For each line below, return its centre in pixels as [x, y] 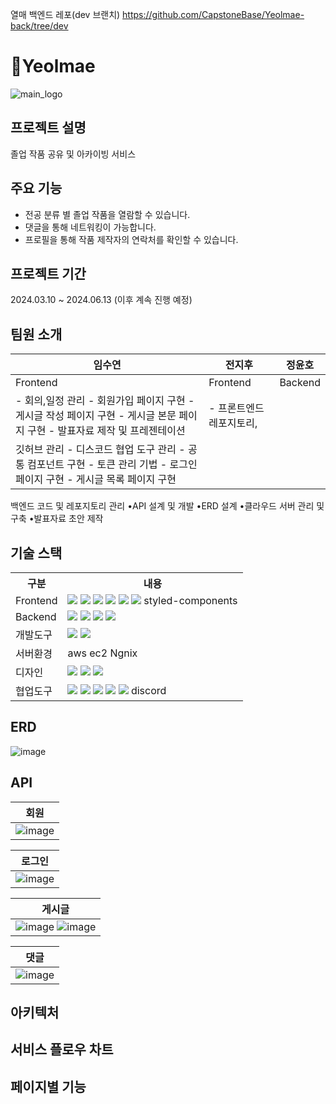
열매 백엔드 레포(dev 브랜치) [65, 14]
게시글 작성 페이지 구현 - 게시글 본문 [96, 416]
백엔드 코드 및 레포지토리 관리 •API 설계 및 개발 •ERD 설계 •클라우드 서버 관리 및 [167, 506]
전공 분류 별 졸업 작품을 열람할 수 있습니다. [107, 214]
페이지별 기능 [48, 1086]
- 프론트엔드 [236, 408]
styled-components [190, 600]
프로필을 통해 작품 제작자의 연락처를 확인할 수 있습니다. [131, 239]
